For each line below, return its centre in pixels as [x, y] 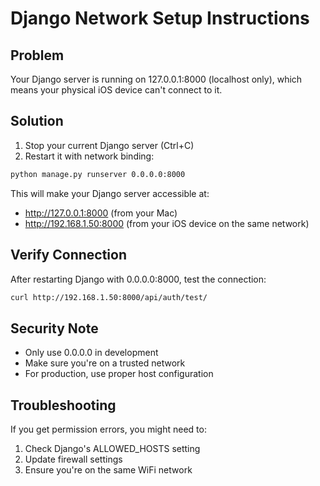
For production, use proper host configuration [119, 374]
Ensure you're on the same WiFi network [108, 470]
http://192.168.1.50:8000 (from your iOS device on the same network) [167, 223]
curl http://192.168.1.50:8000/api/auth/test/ [109, 297]
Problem [37, 55]
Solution [37, 121]
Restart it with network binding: [89, 156]
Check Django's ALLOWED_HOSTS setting [112, 448]
